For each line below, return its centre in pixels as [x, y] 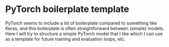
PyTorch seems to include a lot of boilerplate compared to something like [81, 23]
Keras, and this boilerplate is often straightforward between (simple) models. [85, 28]
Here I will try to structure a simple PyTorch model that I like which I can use [84, 33]
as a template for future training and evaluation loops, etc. [65, 39]
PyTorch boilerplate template [67, 9]
